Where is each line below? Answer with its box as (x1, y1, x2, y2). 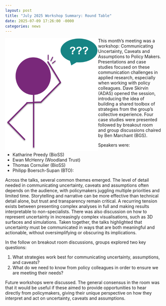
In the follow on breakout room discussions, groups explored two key (5, 239, 146, 245)
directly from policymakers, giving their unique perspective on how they (5, 290, 152, 296)
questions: (5, 245, 27, 251)
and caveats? (12, 259, 40, 265)
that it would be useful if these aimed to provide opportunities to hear (5, 285, 147, 291)
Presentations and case (98, 59, 146, 65)
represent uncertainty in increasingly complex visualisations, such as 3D (5, 214, 153, 220)
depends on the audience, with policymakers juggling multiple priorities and (5, 188, 160, 194)
